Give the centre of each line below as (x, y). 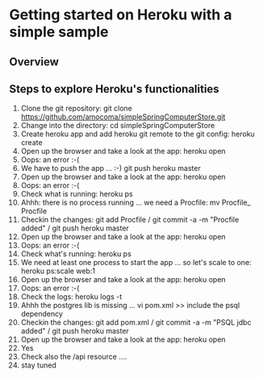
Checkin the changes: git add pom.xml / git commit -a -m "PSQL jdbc (136, 322)
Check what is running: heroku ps (77, 194)
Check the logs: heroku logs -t (71, 297)
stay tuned (39, 365)
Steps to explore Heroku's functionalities (115, 89)
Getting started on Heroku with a (121, 15)
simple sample (59, 32)
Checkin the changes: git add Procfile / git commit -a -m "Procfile (130, 220)
